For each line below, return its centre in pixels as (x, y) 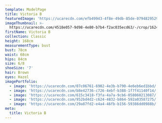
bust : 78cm (16, 50)
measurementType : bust (28, 46)
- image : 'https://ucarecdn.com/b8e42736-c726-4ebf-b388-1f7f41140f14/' (84, 91)
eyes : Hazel (17, 77)
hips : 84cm (16, 59)
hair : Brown (17, 73)
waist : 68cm (17, 54)
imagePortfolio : (21, 81)
